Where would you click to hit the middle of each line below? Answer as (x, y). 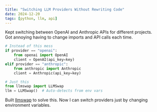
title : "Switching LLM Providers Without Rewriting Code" (65, 9)
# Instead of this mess (29, 46)
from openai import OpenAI (41, 55)
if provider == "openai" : (31, 51)
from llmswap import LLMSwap (34, 86)
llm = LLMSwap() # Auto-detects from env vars (54, 91)
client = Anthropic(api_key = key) (47, 73)
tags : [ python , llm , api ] (31, 18)
